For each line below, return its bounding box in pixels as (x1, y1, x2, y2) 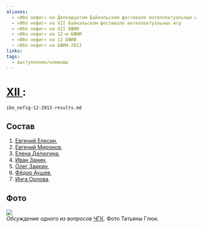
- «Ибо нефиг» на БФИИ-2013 (11, 43, 82, 49)
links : (6, 48, 23, 54)
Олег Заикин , (14, 163, 49, 170)
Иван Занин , (14, 156, 47, 164)
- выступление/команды (11, 59, 69, 65)
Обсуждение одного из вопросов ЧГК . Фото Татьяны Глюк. (6, 215, 159, 223)
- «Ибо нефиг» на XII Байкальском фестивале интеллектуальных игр (11, 20, 182, 26)
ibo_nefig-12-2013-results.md (6, 105, 82, 111)
